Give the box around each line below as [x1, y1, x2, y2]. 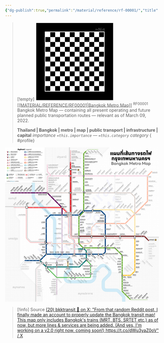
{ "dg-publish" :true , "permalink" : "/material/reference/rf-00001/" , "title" [5, 8, 159, 13]
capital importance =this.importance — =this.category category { [17, 132, 152, 138]
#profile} [17, 138, 35, 144]
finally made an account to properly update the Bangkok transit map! [17, 312, 155, 318]
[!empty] [17, 96, 35, 102]
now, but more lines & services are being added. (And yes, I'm [17, 322, 142, 328]
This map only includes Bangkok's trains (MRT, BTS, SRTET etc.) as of [17, 317, 159, 323]
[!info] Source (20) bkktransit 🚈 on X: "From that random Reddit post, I [17, 307, 158, 313]
